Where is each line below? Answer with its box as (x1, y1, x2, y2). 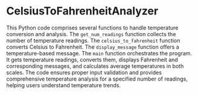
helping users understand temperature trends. (6, 81, 121, 88)
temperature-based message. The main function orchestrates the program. (6, 49, 192, 57)
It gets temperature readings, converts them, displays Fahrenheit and (6, 56, 178, 63)
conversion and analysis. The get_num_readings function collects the (6, 30, 176, 37)
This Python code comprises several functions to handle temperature (6, 24, 179, 31)
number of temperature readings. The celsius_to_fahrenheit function (6, 37, 180, 44)
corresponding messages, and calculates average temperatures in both (6, 62, 184, 70)
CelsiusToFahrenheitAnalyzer (6, 4, 159, 18)
